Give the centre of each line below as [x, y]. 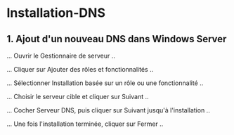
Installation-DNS [56, 13]
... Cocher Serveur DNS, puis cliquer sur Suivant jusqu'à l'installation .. [108, 110]
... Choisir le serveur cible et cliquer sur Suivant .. [78, 97]
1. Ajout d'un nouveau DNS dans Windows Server [117, 39]
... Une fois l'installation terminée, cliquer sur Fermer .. [85, 124]
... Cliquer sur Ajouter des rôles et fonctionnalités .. [80, 69]
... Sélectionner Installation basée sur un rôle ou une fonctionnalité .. [105, 83]
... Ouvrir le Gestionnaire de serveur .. [61, 56]
